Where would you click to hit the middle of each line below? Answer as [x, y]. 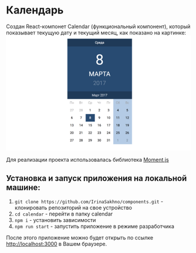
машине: [23, 187]
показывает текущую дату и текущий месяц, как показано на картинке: [96, 32]
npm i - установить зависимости [55, 220]
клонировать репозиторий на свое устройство [73, 208]
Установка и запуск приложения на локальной [97, 178]
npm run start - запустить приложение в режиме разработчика [94, 227]
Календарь [35, 10]
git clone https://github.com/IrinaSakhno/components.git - [89, 201]
